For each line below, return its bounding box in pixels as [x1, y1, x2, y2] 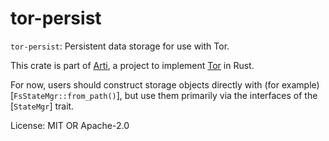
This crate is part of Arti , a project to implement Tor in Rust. [10, 59, 255, 71]
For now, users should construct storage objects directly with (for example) [10, 78, 320, 91]
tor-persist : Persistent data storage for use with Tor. [10, 40, 230, 52]
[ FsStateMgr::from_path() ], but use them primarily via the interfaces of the [10, 89, 318, 101]
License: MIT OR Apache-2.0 [10, 119, 130, 131]
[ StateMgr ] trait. [10, 100, 75, 112]
